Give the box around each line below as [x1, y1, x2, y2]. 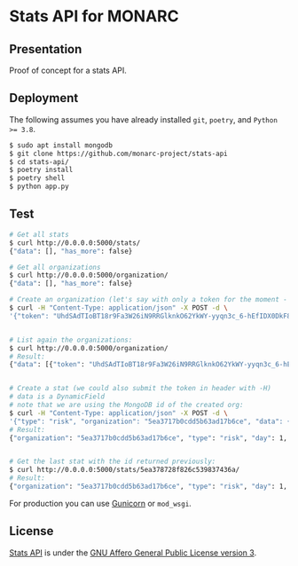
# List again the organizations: [9, 335, 133, 344]
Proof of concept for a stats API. [9, 65, 127, 75]
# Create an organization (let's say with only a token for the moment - [9, 295, 288, 304]
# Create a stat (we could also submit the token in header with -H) [9, 384, 272, 393]
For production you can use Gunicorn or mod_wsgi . [9, 498, 192, 508]
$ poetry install [9, 166, 74, 175]
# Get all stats [9, 230, 69, 239]
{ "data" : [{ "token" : [9, 360, 86, 369]
